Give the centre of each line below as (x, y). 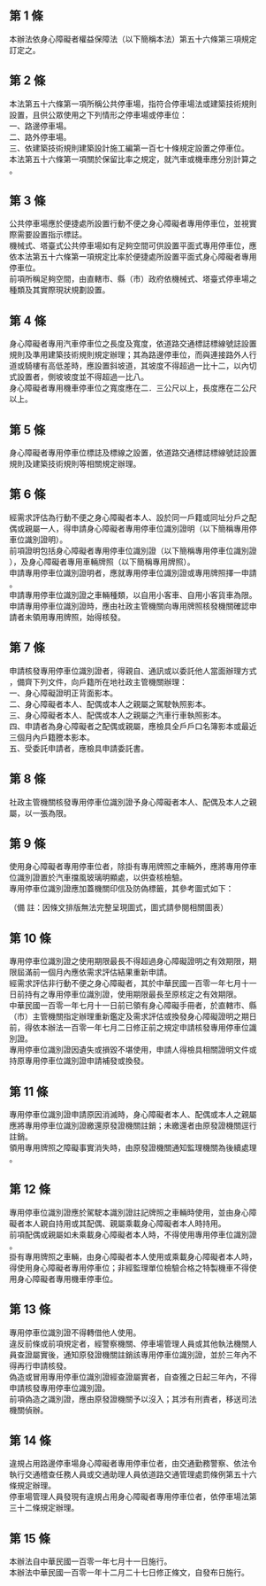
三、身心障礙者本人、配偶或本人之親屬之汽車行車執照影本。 (118, 715)
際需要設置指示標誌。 (48, 235)
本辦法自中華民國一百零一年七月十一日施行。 (91, 1561)
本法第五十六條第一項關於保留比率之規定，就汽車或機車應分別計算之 (133, 159)
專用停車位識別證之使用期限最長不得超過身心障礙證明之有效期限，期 (133, 961)
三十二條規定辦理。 (44, 1508)
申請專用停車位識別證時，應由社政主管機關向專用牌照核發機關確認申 (133, 606)
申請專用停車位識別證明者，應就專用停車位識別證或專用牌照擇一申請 (133, 572)
